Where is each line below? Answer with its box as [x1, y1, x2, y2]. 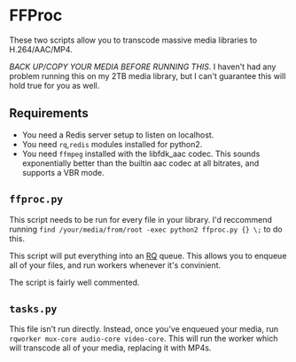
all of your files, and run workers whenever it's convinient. [9, 259, 222, 271]
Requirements [9, 106, 89, 121]
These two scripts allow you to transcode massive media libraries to [9, 35, 258, 45]
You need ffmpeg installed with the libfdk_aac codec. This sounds [21, 148, 261, 159]
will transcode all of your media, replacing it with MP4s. [9, 342, 212, 353]
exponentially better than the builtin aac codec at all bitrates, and [21, 157, 260, 169]
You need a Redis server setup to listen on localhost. [21, 130, 214, 140]
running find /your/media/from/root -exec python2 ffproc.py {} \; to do [9, 224, 283, 234]
